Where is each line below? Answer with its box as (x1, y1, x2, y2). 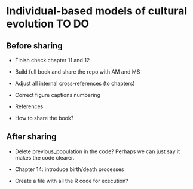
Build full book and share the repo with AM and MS (14, 68, 140, 75)
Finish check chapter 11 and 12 (14, 57, 90, 63)
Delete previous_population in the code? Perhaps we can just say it (14, 148, 180, 155)
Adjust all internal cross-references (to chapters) (14, 80, 136, 87)
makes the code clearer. (14, 154, 75, 161)
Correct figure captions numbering (14, 92, 100, 98)
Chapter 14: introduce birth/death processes (14, 166, 124, 173)
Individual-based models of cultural (6, 4, 188, 18)
